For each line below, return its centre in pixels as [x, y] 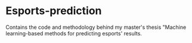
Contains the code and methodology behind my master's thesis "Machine [96, 27]
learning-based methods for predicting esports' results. [74, 33]
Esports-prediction [54, 11]
